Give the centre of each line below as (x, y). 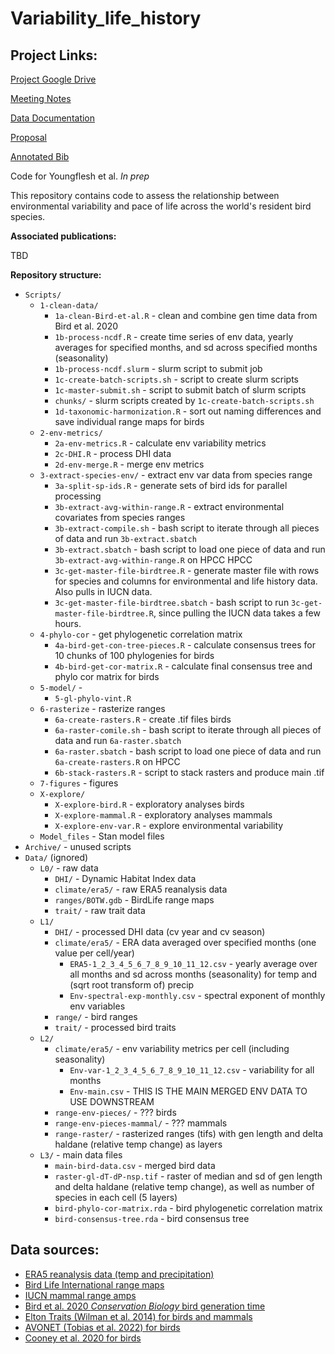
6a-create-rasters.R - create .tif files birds (143, 719)
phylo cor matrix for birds (107, 676)
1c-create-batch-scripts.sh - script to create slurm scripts (176, 379)
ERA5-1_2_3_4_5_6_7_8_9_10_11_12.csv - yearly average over (193, 963)
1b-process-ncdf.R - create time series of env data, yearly (174, 336)
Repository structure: (56, 275)
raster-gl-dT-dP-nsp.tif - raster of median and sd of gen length (188, 1176)
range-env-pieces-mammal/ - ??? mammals (141, 1123)
